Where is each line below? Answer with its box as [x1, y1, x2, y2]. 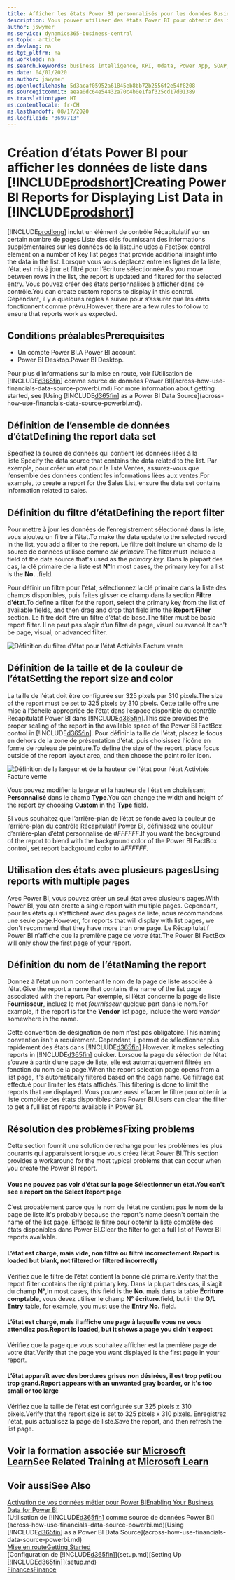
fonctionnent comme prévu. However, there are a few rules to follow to [7, 302, 209, 311]
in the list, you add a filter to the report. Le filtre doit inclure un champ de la [7, 540, 223, 548]
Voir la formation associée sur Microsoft [7, 1445, 186, 1457]
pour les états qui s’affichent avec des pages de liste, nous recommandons [7, 908, 224, 917]
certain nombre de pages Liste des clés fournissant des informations [7, 235, 206, 243]
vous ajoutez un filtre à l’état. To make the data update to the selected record [7, 533, 227, 540]
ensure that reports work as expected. [7, 309, 117, 318]
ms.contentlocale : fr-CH [7, 102, 80, 109]
